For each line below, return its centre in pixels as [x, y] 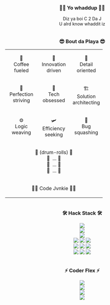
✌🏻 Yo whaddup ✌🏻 [82, 8]
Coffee [21, 65]
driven [54, 70]
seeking [54, 135]
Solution [86, 96]
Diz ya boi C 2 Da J [82, 19]
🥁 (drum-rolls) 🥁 [54, 152]
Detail [86, 65]
